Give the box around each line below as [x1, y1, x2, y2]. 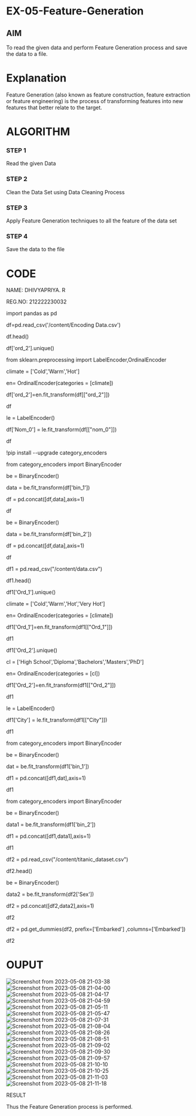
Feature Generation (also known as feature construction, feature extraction [6, 91, 191, 98]
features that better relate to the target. [6, 104, 103, 111]
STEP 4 [6, 232, 28, 240]
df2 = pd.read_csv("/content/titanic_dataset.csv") [6, 856, 128, 863]
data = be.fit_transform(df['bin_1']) [6, 484, 90, 491]
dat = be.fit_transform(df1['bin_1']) [6, 763, 90, 770]
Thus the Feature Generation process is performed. [6, 1103, 133, 1111]
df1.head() [6, 577, 32, 584]
